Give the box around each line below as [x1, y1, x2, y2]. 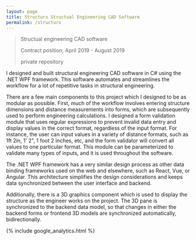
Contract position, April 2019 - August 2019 [20, 47, 125, 54]
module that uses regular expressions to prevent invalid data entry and [6, 119, 177, 126]
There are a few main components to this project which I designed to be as [6, 93, 187, 100]
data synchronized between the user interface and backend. [6, 180, 152, 187]
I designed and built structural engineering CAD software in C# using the [6, 70, 181, 77]
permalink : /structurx [6, 19, 61, 25]
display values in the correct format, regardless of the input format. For [6, 124, 177, 132]
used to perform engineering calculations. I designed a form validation [6, 112, 176, 119]
